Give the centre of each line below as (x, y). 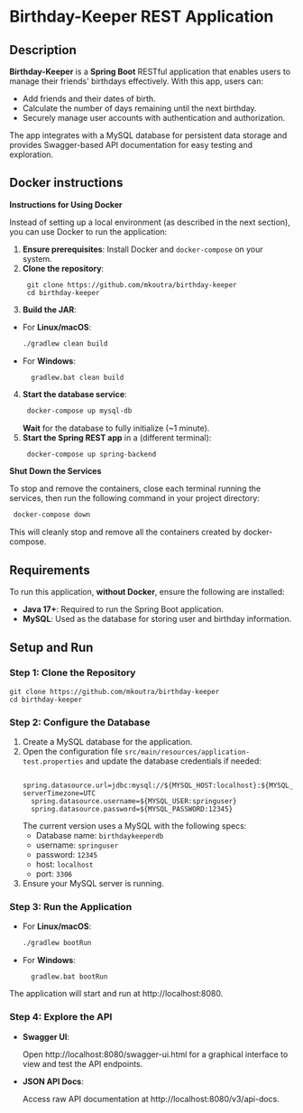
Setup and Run (51, 647)
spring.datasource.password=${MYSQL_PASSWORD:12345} (132, 810)
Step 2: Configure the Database (80, 722)
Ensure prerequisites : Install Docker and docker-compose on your (142, 249)
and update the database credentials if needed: (173, 761)
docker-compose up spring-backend (92, 454)
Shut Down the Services (55, 471)
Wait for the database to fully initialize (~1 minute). (116, 428)
